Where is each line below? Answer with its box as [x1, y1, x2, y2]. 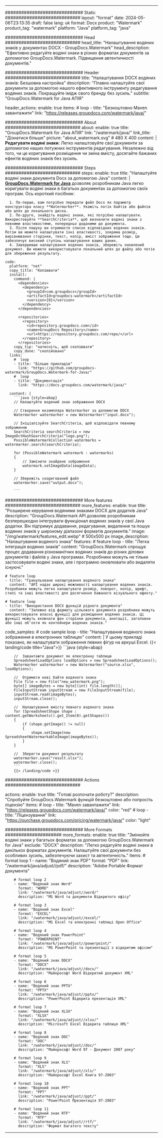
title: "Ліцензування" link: [5, 812, 57, 818]
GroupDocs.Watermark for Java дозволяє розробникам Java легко [5, 181, 144, 186]
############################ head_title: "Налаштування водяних [5, 40, 154, 45]
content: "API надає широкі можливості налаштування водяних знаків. [9, 582, 153, 587]
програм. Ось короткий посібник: [5, 191, 75, 197]
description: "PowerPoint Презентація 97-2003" [17, 1098, 116, 1103]
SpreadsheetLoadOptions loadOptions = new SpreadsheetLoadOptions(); [14, 658, 158, 663]
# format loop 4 [14, 928, 47, 933]
